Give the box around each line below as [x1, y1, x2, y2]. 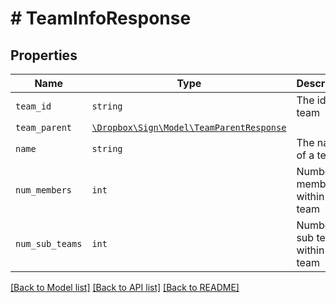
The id [296, 93, 327, 107]
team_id [15, 101, 52, 112]
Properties [10, 47, 78, 64]
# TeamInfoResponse [10, 7, 192, 30]
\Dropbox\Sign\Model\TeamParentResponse [91, 122, 287, 133]
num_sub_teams [15, 238, 83, 249]
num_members [15, 185, 73, 196]
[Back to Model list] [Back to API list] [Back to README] [10, 282, 240, 293]
